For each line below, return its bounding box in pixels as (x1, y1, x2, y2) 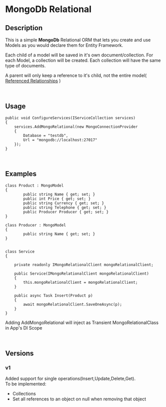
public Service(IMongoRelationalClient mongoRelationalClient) (14, 271, 149, 276)
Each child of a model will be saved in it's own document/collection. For (5, 52, 153, 58)
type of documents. (5, 63, 46, 68)
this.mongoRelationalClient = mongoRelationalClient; (23, 280, 138, 285)
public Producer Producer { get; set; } (23, 209, 109, 214)
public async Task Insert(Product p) (14, 293, 93, 298)
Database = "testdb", (23, 133, 69, 138)
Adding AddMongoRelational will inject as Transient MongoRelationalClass (5, 319, 159, 325)
